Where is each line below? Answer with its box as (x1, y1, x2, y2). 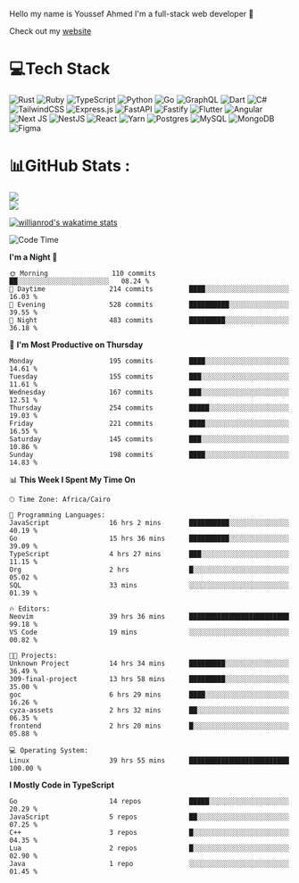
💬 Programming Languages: (9, 510, 105, 520)
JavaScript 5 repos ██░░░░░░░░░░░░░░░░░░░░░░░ (9, 812, 290, 821)
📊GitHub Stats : (9, 156, 131, 176)
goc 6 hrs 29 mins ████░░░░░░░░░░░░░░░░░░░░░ (9, 690, 290, 699)
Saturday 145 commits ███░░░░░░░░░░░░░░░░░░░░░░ (9, 434, 290, 444)
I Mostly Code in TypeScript (9, 779, 114, 790)
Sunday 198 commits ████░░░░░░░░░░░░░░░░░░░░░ (9, 450, 290, 459)
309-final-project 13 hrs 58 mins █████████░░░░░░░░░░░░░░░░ (9, 674, 290, 683)
